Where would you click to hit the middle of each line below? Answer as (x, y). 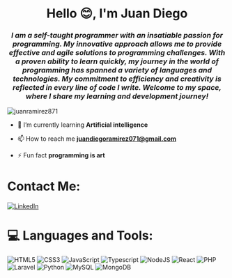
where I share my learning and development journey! (117, 96)
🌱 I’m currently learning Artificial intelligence (83, 125)
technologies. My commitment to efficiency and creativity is (117, 79)
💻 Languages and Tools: (80, 235)
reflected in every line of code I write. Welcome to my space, (117, 88)
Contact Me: (44, 186)
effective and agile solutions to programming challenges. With (117, 53)
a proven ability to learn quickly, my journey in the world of (117, 61)
